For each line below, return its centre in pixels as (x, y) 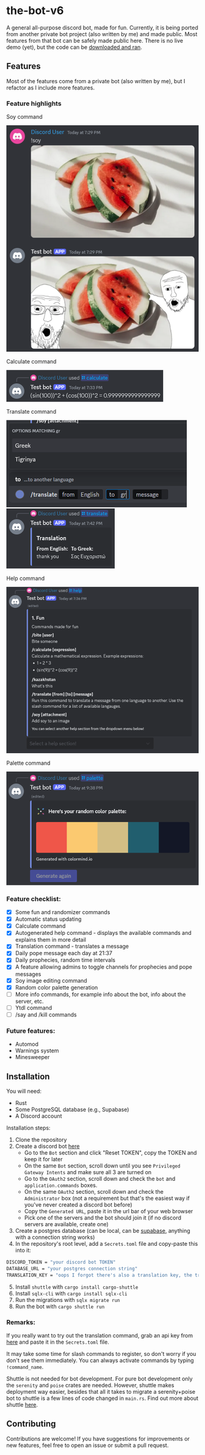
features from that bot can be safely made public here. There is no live (95, 40)
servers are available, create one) (66, 1224)
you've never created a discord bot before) (78, 1204)
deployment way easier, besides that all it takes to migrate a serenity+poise (101, 1391)
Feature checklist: (34, 899)
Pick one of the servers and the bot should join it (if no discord (103, 1218)
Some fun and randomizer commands (63, 912)
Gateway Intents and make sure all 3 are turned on (88, 1172)
